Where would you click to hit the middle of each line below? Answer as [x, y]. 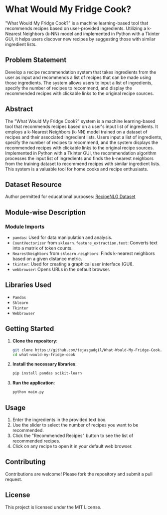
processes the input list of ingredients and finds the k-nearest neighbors [79, 158]
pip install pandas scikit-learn [47, 373]
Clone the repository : [35, 340]
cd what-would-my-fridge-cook [44, 354]
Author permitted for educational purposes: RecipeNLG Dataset [70, 196]
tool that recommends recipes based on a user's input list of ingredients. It [82, 126]
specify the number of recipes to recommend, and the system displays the [82, 142]
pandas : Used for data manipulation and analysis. [62, 237]
